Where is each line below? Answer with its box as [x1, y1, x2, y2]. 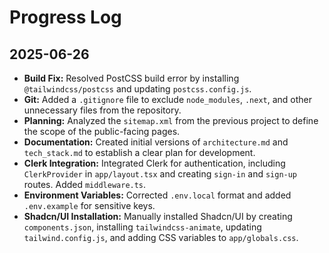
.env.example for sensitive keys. [23, 200, 156, 211]
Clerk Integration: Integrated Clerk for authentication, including [23, 157, 286, 169]
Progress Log [9, 6, 122, 29]
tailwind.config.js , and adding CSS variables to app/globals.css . [23, 232, 299, 243]
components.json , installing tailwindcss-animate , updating [23, 221, 262, 233]
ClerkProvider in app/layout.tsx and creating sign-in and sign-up [23, 168, 298, 180]
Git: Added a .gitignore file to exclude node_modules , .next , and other [23, 94, 313, 105]
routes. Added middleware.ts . [23, 179, 147, 190]
